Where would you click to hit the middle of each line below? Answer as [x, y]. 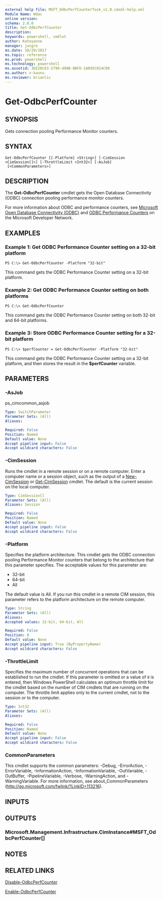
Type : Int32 [17, 707]
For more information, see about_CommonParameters [94, 781]
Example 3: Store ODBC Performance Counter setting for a [75, 333]
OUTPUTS [21, 818]
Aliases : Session [23, 505]
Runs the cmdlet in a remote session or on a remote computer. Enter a [75, 471]
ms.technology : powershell [32, 64]
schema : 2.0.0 [19, 23]
